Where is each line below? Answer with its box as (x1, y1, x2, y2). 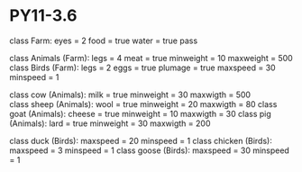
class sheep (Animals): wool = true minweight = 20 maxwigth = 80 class (9, 98, 278, 109)
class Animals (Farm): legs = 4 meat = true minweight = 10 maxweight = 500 (9, 52, 293, 63)
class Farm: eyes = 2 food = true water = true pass (9, 35, 198, 46)
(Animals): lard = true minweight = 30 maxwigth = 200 (9, 118, 211, 129)
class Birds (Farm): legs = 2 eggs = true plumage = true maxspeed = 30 (9, 62, 277, 73)
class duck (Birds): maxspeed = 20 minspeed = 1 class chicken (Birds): (9, 135, 272, 146)
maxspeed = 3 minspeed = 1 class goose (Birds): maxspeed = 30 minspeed (9, 145, 290, 156)
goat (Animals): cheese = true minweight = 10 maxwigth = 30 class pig (9, 108, 272, 119)
